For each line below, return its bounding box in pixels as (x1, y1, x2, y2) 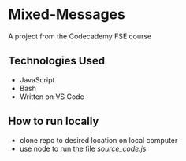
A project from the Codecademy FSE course (8, 31, 152, 41)
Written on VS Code (19, 92, 84, 101)
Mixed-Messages (8, 5, 126, 24)
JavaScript (19, 75, 55, 84)
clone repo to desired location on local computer (19, 135, 178, 145)
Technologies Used (8, 54, 105, 68)
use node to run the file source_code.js (19, 144, 147, 153)
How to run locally (8, 115, 99, 128)
